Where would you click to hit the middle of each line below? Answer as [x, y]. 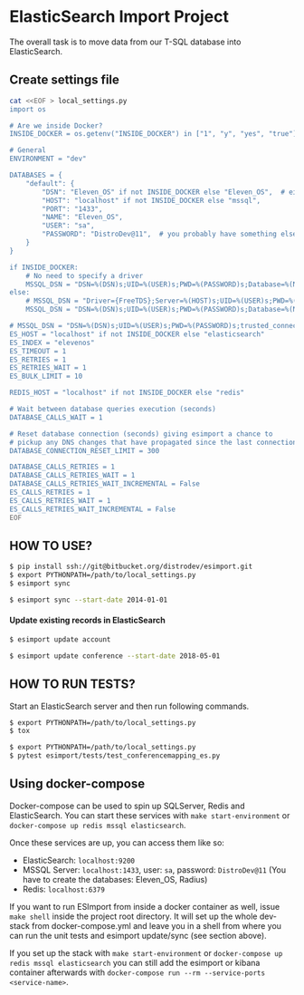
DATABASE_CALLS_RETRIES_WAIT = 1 [72, 476]
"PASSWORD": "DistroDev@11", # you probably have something [160, 234]
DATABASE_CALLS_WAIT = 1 [56, 417]
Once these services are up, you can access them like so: [117, 842]
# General [28, 150]
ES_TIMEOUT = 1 [38, 351]
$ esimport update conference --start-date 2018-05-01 [115, 656]
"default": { [50, 183]
